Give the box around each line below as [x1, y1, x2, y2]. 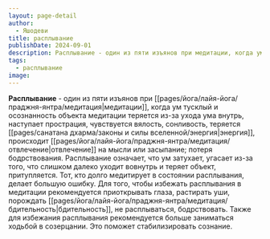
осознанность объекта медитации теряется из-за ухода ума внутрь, [8, 110, 244, 120]
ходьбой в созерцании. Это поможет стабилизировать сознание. [8, 221, 233, 231]
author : [8, 19, 35, 27]
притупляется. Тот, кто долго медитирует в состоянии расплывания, [8, 170, 245, 180]
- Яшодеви [15, 26, 48, 34]
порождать [8, 196, 47, 205]
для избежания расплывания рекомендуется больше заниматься [8, 213, 235, 222]
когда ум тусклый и [151, 102, 219, 111]
